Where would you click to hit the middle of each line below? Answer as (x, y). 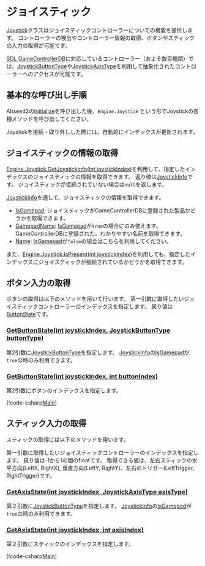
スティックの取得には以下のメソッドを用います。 (68, 440)
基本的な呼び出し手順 (47, 95)
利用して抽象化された (148, 66)
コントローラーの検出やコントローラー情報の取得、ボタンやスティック (106, 37)
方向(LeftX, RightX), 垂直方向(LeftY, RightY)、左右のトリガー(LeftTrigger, (103, 468)
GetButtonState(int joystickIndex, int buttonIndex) (82, 376)
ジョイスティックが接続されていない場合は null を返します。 (93, 184)
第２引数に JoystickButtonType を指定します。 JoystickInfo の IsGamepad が (99, 506)
